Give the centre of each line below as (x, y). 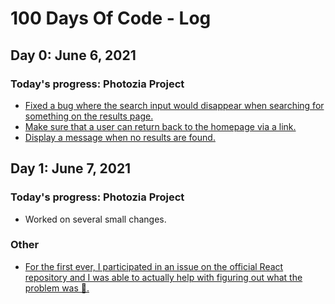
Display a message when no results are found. (120, 137)
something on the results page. (89, 116)
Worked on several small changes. (95, 219)
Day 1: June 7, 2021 (71, 168)
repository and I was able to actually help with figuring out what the (163, 277)
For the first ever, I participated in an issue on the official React (154, 266)
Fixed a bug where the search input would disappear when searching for (174, 105)
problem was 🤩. (57, 288)
